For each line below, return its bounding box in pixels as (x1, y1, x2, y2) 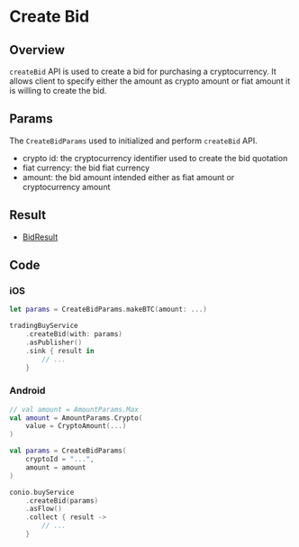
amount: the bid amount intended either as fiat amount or (22, 171, 235, 182)
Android (9, 385, 46, 397)
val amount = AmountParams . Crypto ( (9, 413, 143, 423)
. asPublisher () (25, 338, 83, 347)
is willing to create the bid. (9, 86, 107, 96)
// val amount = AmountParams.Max (9, 405, 140, 414)
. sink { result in (25, 346, 95, 355)
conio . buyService (9, 488, 75, 497)
